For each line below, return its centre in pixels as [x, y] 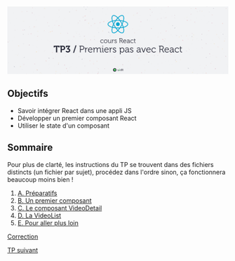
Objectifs [28, 94]
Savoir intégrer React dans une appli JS [74, 110]
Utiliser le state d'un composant [63, 126]
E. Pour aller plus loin [48, 222]
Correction [23, 236]
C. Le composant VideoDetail [60, 208]
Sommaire [30, 148]
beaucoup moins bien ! [40, 179]
